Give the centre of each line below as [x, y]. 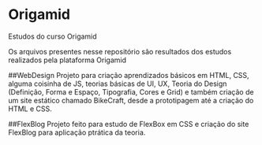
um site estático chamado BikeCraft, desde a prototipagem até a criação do [131, 100]
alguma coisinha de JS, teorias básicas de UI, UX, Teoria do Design [118, 84]
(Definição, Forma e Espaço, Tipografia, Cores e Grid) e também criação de [131, 91]
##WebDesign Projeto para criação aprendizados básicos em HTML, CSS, [129, 75]
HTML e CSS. [30, 109]
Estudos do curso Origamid [52, 36]
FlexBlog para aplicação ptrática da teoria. [77, 132]
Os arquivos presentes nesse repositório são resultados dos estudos [120, 51]
